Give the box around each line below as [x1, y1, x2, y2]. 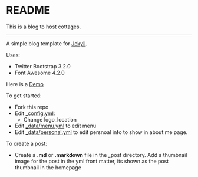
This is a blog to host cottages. [6, 23, 81, 30]
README [6, 4, 51, 17]
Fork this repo [14, 103, 49, 110]
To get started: [6, 92, 42, 99]
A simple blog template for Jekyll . [6, 40, 87, 47]
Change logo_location [23, 116, 77, 123]
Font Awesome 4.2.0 [14, 69, 65, 76]
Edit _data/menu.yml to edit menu [14, 122, 96, 129]
